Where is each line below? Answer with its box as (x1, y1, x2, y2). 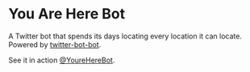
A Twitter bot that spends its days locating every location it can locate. (8, 31, 242, 41)
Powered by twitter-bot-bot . (8, 39, 102, 49)
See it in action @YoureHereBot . (8, 55, 115, 65)
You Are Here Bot (8, 5, 126, 23)
